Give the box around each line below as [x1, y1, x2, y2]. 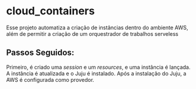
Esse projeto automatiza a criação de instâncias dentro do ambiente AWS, [6, 24, 188, 31]
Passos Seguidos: [6, 48, 75, 58]
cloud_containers [6, 4, 95, 18]
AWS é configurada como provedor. [6, 76, 94, 83]
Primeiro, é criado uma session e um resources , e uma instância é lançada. [6, 63, 191, 70]
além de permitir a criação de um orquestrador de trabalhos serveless [6, 30, 179, 37]
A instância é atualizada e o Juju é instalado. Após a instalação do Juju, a [6, 70, 186, 77]
